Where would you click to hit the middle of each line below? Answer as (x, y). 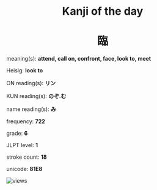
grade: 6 (17, 134)
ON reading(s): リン (31, 83)
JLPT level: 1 (22, 145)
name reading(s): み (31, 109)
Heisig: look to (25, 70)
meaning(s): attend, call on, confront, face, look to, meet (79, 59)
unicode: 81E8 (24, 169)
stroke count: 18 (27, 157)
